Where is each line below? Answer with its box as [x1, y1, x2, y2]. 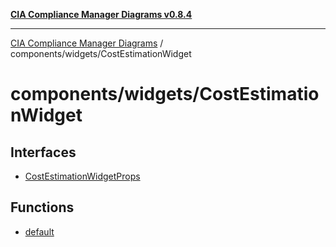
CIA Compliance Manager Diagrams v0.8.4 [10, 9, 193, 20]
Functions [10, 199, 75, 216]
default [24, 225, 55, 238]
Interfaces [10, 144, 77, 161]
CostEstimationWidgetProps [24, 170, 141, 182]
